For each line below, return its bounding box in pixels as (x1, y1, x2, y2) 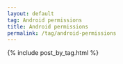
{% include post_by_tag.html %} (7, 49, 99, 57)
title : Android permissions (7, 23, 89, 30)
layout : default (7, 10, 54, 17)
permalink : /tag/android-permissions (7, 29, 117, 37)
